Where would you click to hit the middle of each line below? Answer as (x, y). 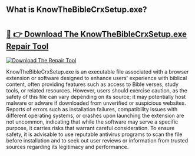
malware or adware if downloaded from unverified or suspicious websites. (96, 103)
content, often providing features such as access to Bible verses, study (92, 84)
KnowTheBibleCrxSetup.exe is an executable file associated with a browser (97, 72)
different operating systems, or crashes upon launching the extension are (95, 115)
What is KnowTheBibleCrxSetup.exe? (77, 10)
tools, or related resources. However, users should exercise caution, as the (97, 90)
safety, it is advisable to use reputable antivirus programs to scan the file (94, 134)
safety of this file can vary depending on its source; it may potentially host (96, 97)
